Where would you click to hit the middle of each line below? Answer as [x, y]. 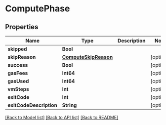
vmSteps [18, 89]
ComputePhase [38, 9]
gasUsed [18, 81]
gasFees [18, 73]
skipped [17, 49]
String [69, 105]
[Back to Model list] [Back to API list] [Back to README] [62, 117]
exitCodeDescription [33, 105]
